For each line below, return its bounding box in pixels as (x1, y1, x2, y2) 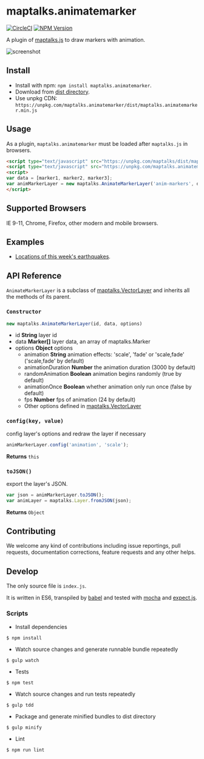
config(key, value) (6, 418, 64, 424)
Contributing (6, 526, 56, 537)
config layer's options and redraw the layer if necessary (6, 430, 146, 437)
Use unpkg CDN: (15, 94, 58, 101)
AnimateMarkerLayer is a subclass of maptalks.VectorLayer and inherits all (6, 287, 190, 294)
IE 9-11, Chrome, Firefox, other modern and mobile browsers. (6, 219, 159, 226)
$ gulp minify (6, 724, 42, 730)
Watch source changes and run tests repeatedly (15, 690, 135, 698)
